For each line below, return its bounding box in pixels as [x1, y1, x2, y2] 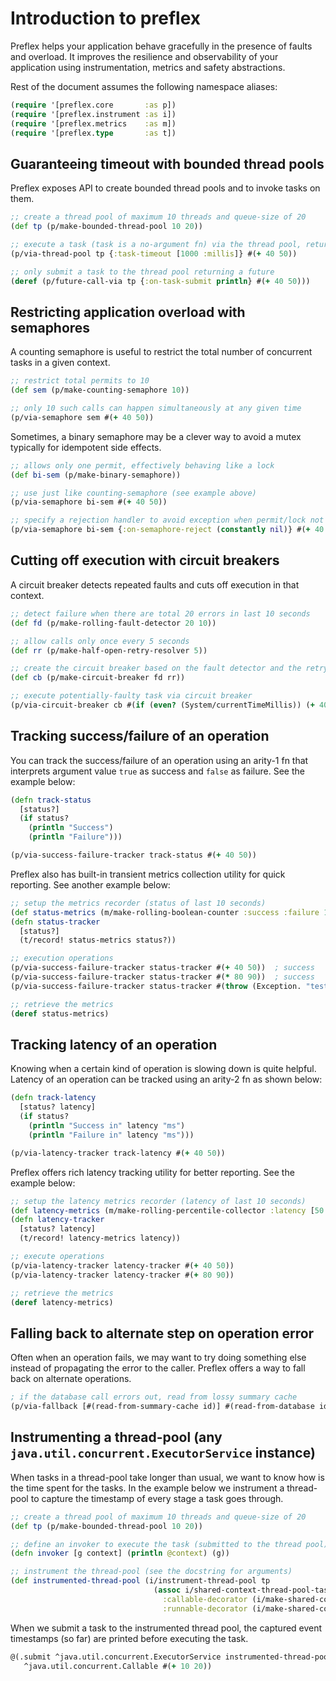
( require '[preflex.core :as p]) [10, 100, 177, 110]
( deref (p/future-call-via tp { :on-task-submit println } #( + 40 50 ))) [10, 276, 311, 286]
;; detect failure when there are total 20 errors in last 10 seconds [10, 608, 311, 619]
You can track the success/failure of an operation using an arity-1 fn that [10, 754, 309, 766]
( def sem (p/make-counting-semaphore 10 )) [10, 385, 190, 396]
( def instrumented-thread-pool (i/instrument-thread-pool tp [10, 1576, 271, 1586]
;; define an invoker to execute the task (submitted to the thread [10, 1539, 302, 1549]
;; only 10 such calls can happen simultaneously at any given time [10, 403, 302, 414]
